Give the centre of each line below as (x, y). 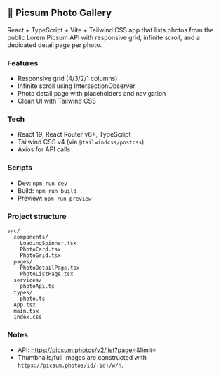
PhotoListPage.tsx (47, 274)
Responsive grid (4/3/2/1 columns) (67, 79)
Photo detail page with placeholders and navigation (92, 94)
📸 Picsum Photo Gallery (60, 13)
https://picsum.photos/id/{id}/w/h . (71, 365)
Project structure (37, 216)
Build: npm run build (47, 190)
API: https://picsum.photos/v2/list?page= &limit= (87, 350)
